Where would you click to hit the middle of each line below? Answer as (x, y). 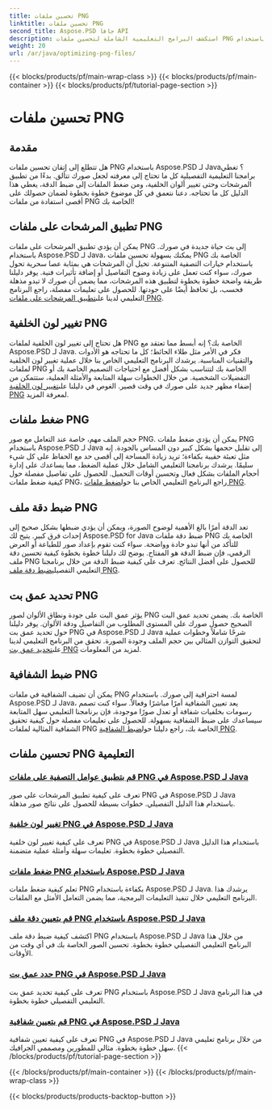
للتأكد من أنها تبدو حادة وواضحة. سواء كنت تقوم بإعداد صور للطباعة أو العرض (124, 544)
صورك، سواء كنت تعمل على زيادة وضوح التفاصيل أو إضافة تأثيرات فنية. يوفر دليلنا (131, 272)
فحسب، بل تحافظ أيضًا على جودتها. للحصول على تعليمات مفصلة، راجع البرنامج (126, 289)
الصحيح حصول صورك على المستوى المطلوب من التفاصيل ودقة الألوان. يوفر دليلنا (131, 624)
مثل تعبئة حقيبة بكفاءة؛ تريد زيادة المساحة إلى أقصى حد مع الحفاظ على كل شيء (130, 456)
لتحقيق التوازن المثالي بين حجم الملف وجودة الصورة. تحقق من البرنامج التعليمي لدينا (135, 641)
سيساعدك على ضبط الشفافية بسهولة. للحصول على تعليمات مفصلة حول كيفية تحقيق (136, 720)
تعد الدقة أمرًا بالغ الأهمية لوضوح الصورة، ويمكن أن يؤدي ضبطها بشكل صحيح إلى (129, 527)
